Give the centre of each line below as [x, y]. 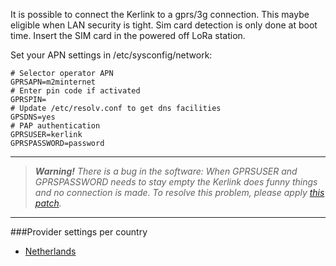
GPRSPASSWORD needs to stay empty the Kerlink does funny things [176, 182]
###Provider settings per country [79, 232]
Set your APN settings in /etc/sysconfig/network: [111, 55]
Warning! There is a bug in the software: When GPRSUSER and [166, 171]
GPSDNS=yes [33, 117]
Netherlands [50, 251]
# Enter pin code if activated [75, 91]
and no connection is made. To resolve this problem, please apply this [179, 192]
